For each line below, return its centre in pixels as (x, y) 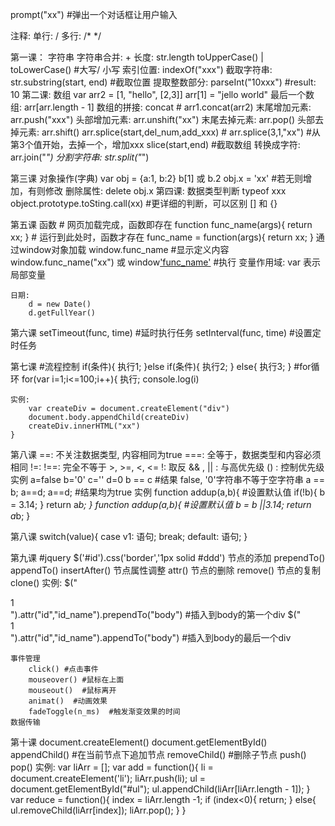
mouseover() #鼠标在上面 (76, 680)
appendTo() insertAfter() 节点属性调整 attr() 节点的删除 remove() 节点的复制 (165, 570)
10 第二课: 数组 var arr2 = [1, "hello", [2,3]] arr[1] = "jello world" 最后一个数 (162, 94)
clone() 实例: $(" (44, 582)
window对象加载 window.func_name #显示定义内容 (124, 249)
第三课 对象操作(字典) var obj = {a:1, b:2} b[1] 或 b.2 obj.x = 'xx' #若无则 (157, 178)
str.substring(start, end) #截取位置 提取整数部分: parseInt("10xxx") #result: (163, 82)
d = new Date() (60, 304)
